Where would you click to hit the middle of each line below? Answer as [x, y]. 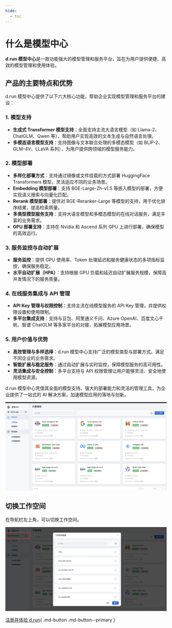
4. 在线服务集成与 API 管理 [38, 294]
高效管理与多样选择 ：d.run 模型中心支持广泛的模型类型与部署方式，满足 [89, 352]
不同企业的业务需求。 [35, 358]
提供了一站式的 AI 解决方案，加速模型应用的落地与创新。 [69, 394]
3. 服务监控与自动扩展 [32, 248]
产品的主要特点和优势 [39, 83]
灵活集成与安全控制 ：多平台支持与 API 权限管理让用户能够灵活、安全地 [87, 371]
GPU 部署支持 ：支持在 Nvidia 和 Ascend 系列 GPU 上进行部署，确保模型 [89, 227]
